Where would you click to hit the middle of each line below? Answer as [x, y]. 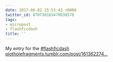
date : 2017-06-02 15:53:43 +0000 [41, 10]
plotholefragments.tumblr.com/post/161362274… [57, 54]
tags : [11, 19]
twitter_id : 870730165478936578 [40, 15]
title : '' [16, 34]
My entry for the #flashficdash [37, 48]
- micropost [18, 24]
